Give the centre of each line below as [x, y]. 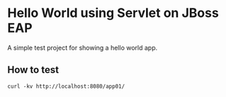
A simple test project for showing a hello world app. [83, 47]
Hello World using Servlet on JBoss [113, 13]
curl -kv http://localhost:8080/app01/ [66, 86]
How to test [33, 70]
